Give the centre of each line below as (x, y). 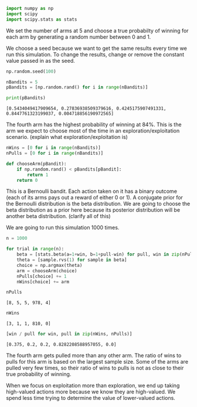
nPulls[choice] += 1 (42, 276)
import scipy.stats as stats (42, 19)
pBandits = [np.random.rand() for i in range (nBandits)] (77, 87)
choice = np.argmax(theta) (50, 265)
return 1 (38, 175)
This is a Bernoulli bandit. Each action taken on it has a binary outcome (92, 191)
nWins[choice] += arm (43, 281)
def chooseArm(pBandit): (36, 164)
